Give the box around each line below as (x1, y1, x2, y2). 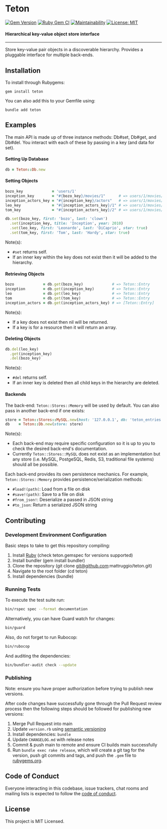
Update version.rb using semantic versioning (12, 726, 106, 732)
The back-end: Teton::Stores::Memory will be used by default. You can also (5, 402, 160, 408)
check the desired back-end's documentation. (12, 446, 107, 452)
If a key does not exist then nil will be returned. (12, 319, 108, 325)
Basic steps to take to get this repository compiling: (5, 543, 110, 549)
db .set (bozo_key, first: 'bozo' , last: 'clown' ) (5, 216, 108, 221)
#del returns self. (12, 374, 47, 380)
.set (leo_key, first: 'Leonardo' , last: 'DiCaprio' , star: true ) (9, 226, 148, 231)
